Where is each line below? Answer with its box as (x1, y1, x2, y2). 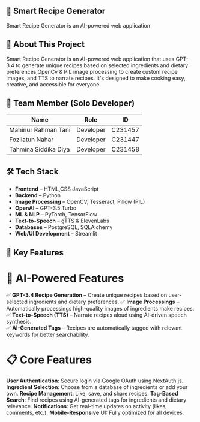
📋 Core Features (6, 353, 92, 366)
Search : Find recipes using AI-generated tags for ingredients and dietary (6, 396, 187, 403)
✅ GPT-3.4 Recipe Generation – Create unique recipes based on (6, 291, 167, 299)
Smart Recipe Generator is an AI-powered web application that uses (6, 55, 175, 62)
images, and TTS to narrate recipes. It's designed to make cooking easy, (6, 74, 186, 82)
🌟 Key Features (6, 247, 64, 258)
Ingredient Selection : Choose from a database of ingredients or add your (6, 383, 188, 390)
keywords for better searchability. (6, 331, 89, 338)
